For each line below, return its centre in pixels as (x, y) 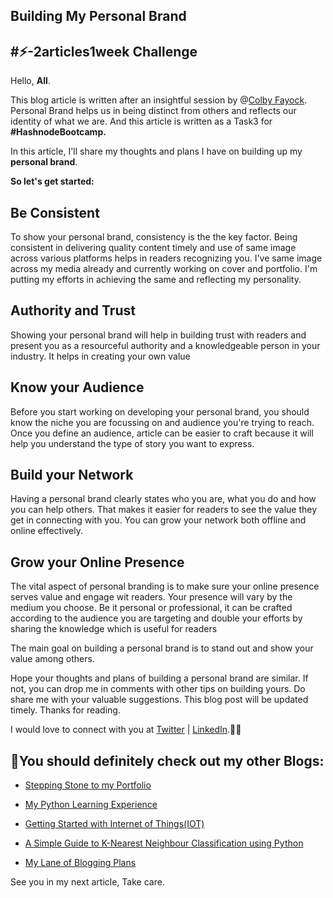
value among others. (52, 659)
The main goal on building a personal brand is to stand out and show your (162, 648)
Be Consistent (55, 212)
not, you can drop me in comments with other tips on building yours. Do (158, 689)
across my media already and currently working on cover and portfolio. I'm (164, 269)
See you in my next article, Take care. (87, 882)
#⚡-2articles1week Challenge (104, 51)
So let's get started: (52, 181)
